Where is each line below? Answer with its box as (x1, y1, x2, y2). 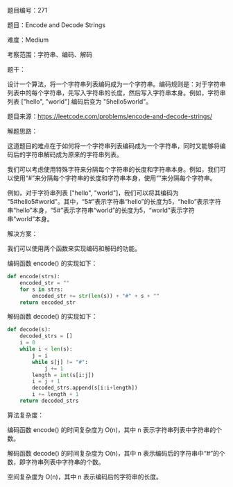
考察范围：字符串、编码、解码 (7, 51, 92, 58)
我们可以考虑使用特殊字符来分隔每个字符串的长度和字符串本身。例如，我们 (7, 166, 220, 173)
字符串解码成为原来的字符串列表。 (25, 150, 123, 159)
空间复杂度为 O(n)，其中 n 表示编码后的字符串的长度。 (7, 472, 163, 481)
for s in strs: (19, 286, 64, 293)
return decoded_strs (19, 397, 79, 404)
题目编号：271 (7, 6, 48, 14)
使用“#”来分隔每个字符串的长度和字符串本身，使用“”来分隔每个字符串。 (12, 174, 216, 182)
